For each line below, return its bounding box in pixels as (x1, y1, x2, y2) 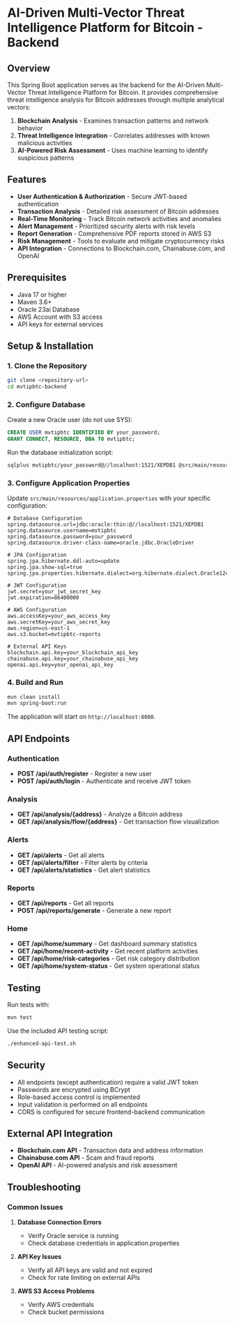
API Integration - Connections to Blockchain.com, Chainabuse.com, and (17, 244, 226, 252)
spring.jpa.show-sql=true (7, 564, 82, 571)
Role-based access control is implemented (17, 1093, 141, 1101)
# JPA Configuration (7, 552, 68, 559)
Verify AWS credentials (27, 1301, 94, 1309)
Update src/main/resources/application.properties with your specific (7, 494, 211, 503)
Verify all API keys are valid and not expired (27, 1266, 153, 1274)
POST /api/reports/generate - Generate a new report (17, 906, 172, 914)
